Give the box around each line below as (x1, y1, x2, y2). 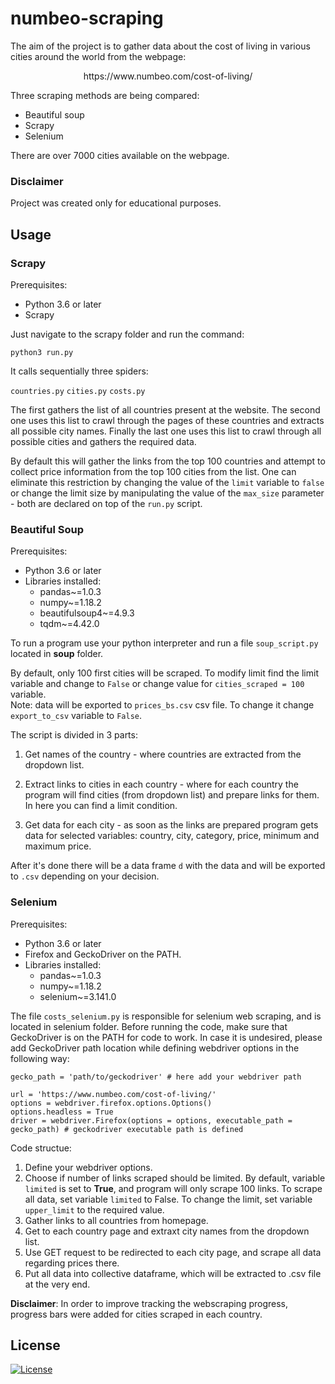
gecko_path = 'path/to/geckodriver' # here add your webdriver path (10, 1072, 302, 1082)
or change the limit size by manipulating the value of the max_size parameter (10, 487, 325, 499)
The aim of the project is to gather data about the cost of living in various (10, 40, 311, 52)
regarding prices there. (24, 1257, 120, 1269)
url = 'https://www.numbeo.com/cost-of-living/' (10, 1089, 217, 1099)
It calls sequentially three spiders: (10, 365, 149, 377)
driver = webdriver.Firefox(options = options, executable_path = (10, 1115, 293, 1126)
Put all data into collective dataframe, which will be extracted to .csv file (24, 1267, 322, 1279)
